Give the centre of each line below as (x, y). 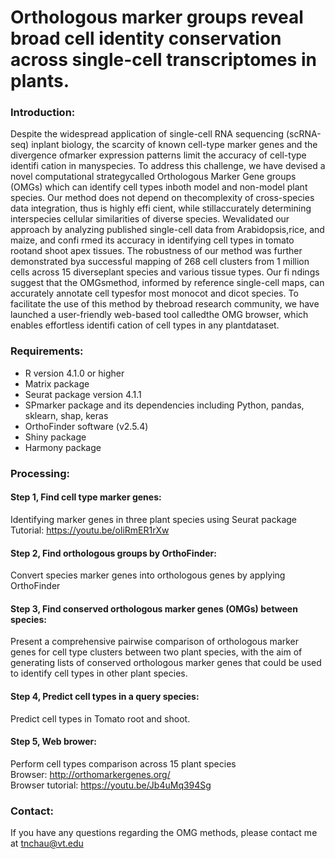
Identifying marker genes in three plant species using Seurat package (153, 519)
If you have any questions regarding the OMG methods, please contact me (164, 833)
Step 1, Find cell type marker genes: (86, 497)
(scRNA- (303, 134)
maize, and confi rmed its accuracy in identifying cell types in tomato (152, 240)
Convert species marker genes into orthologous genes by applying (148, 575)
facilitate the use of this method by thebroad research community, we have (165, 304)
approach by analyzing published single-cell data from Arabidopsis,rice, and (167, 230)
